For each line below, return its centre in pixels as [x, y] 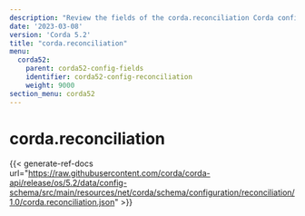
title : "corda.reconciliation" [69, 43]
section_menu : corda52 [52, 93]
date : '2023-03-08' [46, 26]
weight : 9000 [50, 85]
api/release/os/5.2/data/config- [68, 183]
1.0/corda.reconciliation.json [62, 202]
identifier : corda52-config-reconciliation [109, 77]
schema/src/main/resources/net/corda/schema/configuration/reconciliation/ [152, 192]
